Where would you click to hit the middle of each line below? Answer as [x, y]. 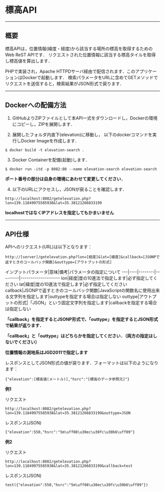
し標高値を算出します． [29, 61]
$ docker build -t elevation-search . [45, 150]
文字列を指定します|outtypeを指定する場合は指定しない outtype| [74, 297]
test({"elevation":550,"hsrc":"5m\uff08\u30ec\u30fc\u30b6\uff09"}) [77, 485]
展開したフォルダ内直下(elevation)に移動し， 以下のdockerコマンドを [82, 134]
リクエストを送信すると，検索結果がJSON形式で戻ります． [65, 84]
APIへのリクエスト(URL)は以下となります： [49, 247]
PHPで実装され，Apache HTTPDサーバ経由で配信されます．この [70, 71]
